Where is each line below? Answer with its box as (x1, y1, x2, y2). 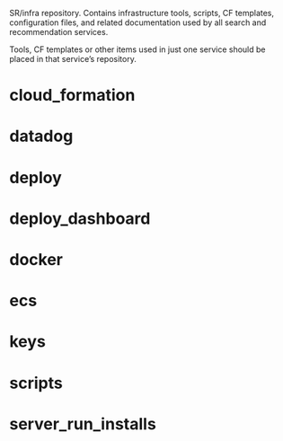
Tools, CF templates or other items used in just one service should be (9, 44, 267, 55)
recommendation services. (9, 27, 109, 37)
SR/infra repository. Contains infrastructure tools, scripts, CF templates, (9, 8, 275, 18)
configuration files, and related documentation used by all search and (9, 17, 267, 28)
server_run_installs (9, 413, 157, 434)
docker (9, 249, 63, 269)
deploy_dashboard (9, 208, 151, 228)
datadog (9, 126, 74, 146)
